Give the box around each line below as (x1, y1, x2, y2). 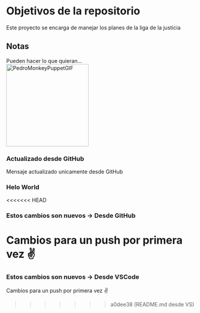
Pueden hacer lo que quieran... (6, 57, 83, 64)
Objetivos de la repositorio (6, 4, 141, 18)
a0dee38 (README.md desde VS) (110, 300, 195, 308)
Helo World (6, 183, 40, 191)
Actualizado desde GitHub (6, 154, 84, 163)
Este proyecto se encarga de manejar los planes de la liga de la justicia (6, 24, 181, 31)
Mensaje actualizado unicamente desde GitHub (6, 168, 123, 175)
